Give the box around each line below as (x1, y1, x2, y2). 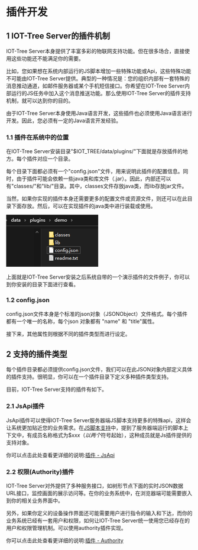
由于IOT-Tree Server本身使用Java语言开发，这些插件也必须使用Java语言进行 (6, 110, 193, 117)
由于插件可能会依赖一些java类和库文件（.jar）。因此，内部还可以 (16, 175, 171, 182)
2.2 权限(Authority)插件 (6, 468, 74, 476)
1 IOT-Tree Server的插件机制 (6, 31, 111, 41)
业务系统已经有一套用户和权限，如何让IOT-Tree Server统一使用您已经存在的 (6, 517, 190, 524)
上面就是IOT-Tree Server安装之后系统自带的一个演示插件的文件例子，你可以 (6, 273, 190, 281)
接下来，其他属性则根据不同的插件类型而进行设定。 (6, 330, 131, 337)
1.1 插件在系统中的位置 (6, 133, 69, 141)
